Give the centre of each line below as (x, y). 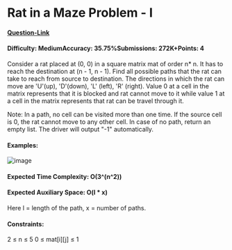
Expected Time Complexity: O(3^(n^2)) (65, 176)
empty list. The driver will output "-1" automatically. (81, 129)
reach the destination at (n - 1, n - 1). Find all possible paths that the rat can (115, 71)
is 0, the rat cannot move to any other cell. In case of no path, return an (109, 122)
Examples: (23, 145)
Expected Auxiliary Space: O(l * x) (57, 192)
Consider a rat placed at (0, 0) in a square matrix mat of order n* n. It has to (115, 63)
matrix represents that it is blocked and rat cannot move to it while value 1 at (116, 93)
